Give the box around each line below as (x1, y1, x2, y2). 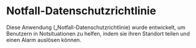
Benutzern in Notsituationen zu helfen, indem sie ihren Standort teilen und (6, 30, 190, 37)
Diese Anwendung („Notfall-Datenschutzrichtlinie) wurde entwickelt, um (6, 24, 186, 31)
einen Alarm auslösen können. (6, 36, 81, 43)
